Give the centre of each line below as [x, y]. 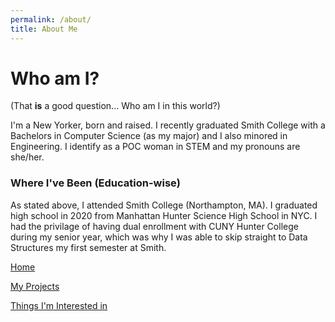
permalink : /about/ [51, 19]
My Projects [35, 286]
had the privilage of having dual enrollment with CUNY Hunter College [154, 226]
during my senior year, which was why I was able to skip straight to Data [159, 237]
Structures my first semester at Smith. [88, 247]
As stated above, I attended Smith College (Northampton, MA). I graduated [164, 205]
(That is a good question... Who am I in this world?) [115, 106]
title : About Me [44, 29]
